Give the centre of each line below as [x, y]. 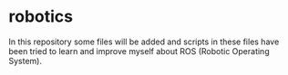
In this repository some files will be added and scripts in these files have [144, 42]
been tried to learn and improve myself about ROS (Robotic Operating [139, 51]
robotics [41, 17]
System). [26, 61]
